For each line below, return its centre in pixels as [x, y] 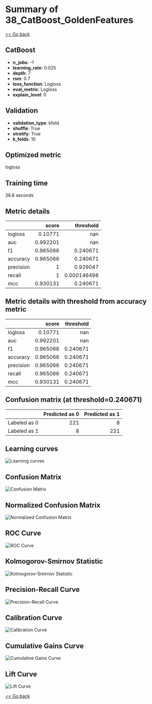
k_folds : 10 [24, 139]
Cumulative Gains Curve [45, 646]
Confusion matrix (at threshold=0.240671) [74, 400]
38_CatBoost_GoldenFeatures [69, 20]
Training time [27, 183]
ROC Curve [23, 533]
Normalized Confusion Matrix [53, 505]
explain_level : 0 [29, 94]
